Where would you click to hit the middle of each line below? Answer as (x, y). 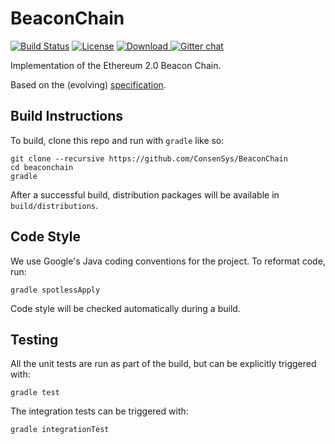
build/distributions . (54, 205)
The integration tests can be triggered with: (99, 411)
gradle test (35, 393)
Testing (34, 339)
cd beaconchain (42, 167)
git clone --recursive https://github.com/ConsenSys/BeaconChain (149, 158)
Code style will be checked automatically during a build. (125, 308)
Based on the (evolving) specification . (88, 84)
